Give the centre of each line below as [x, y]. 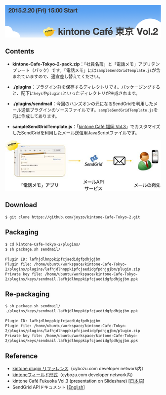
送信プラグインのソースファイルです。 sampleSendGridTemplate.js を [89, 110]
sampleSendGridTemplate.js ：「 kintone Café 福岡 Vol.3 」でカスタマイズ [86, 126]
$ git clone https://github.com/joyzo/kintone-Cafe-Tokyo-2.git [73, 217]
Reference [21, 356]
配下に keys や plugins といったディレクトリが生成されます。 [80, 93]
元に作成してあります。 [36, 116]
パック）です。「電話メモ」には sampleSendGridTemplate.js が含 [97, 70]
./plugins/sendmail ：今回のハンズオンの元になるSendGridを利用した [83, 104]
